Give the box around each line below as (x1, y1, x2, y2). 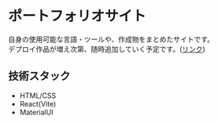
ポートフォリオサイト (8, 7, 147, 25)
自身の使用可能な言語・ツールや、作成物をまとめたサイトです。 (8, 34, 215, 44)
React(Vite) (19, 99, 57, 108)
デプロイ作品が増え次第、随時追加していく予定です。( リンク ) (8, 44, 206, 53)
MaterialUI (19, 107, 54, 117)
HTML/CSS (19, 91, 57, 100)
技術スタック (8, 70, 71, 83)
